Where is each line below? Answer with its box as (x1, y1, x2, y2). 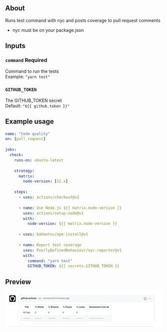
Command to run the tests (5, 68, 59, 74)
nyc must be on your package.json (12, 27, 84, 33)
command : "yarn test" (27, 258, 72, 263)
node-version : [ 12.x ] (23, 179, 68, 184)
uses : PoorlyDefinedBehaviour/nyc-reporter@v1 (23, 248, 122, 253)
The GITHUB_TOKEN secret (5, 97, 62, 103)
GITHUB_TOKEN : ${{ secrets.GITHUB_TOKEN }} (27, 264, 120, 269)
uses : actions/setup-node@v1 (23, 210, 84, 215)
